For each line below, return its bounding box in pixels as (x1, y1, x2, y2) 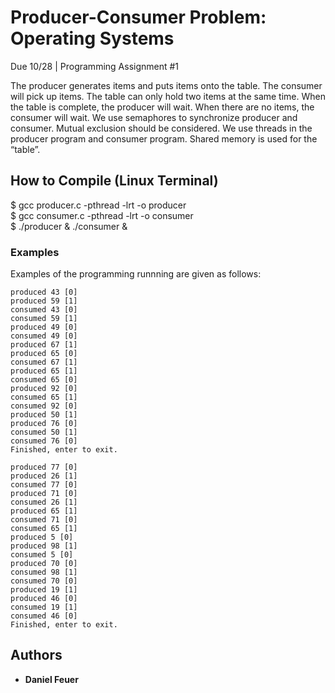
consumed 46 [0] (10, 611, 78, 621)
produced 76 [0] (10, 419, 78, 429)
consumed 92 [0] (10, 401, 78, 411)
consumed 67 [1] (10, 357, 78, 368)
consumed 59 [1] (10, 314, 78, 324)
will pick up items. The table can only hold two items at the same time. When (10, 90, 326, 102)
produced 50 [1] (10, 410, 78, 420)
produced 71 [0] (10, 489, 78, 499)
